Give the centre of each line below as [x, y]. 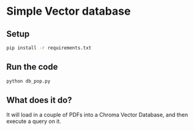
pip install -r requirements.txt [49, 48]
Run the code [32, 67]
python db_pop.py [28, 81]
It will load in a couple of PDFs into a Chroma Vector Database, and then [97, 115]
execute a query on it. [34, 121]
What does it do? [39, 100]
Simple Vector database [69, 11]
